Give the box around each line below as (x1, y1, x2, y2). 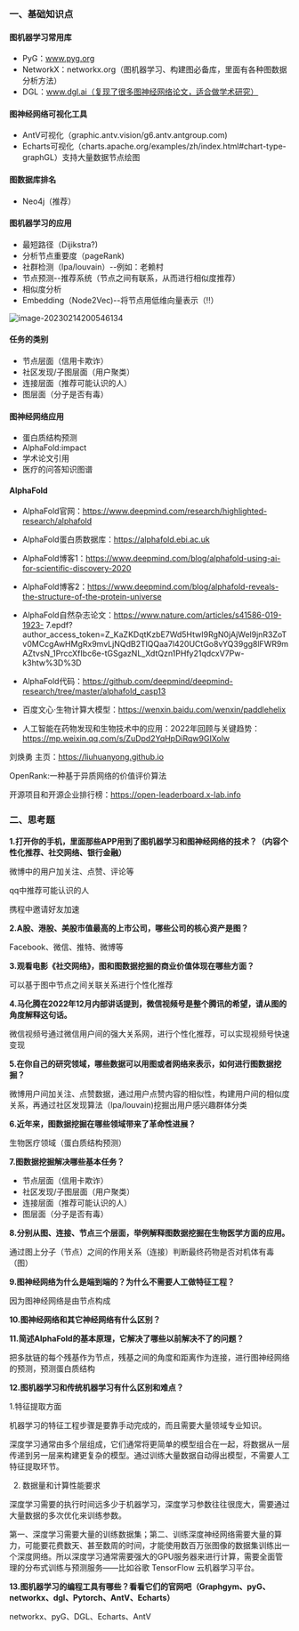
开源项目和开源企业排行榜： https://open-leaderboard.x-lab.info (9, 789, 242, 800)
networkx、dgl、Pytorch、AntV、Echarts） (9, 1592, 175, 1603)
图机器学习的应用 (9, 218, 72, 229)
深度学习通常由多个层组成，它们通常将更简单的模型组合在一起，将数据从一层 (9, 1439, 290, 1449)
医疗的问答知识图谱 (21, 464, 93, 475)
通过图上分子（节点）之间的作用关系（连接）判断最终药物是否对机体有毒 (9, 1246, 274, 1256)
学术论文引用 (21, 453, 69, 464)
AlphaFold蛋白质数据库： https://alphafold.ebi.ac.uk (21, 534, 211, 545)
